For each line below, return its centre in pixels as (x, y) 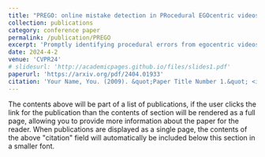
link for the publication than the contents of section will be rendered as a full (132, 112)
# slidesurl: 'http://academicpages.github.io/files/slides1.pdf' (119, 67)
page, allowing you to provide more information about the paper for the (123, 121)
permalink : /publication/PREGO (60, 37)
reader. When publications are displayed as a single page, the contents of (128, 129)
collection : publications (50, 23)
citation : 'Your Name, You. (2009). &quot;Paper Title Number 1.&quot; (128, 81)
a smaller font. (32, 146)
